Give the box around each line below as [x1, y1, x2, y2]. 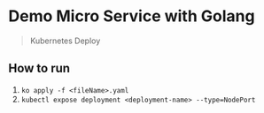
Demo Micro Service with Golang [8, 6, 255, 26]
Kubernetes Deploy [29, 35, 101, 46]
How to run [8, 61, 71, 76]
